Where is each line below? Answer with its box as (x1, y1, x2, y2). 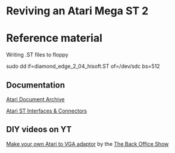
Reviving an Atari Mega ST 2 (6, 4, 149, 18)
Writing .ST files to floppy (6, 51, 68, 58)
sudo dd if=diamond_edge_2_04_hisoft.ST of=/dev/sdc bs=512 (6, 63, 160, 70)
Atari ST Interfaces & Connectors (6, 107, 87, 114)
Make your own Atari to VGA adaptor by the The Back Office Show (6, 140, 169, 147)
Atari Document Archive (6, 95, 65, 102)
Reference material (6, 32, 102, 45)
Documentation (6, 80, 65, 90)
